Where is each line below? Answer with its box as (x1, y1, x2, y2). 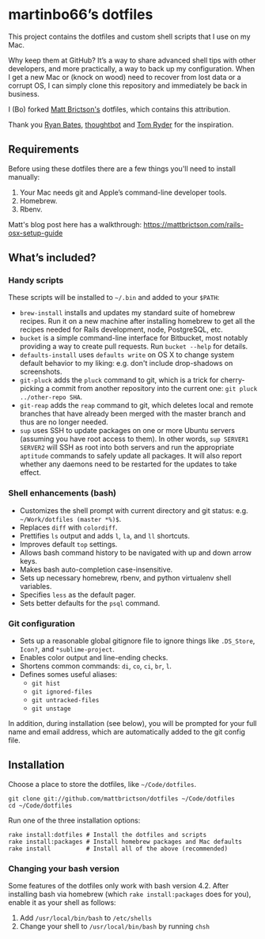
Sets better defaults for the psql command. (19, 598, 161, 607)
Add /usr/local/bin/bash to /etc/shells (19, 913, 153, 923)
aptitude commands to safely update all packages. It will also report (19, 451, 243, 461)
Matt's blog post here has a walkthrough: (8, 219, 142, 229)
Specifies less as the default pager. (19, 590, 136, 599)
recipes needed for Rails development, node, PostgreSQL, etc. (19, 325, 223, 334)
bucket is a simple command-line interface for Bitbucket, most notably (19, 333, 248, 343)
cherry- (220, 375, 245, 385)
